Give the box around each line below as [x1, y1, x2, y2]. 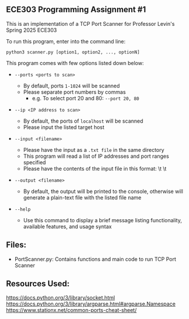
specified [23, 158, 46, 166]
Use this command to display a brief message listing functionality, [23, 216, 183, 223]
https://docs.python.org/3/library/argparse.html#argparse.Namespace [6, 300, 176, 307]
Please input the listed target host [23, 123, 105, 131]
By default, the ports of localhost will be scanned [23, 117, 143, 124]
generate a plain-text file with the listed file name [23, 194, 142, 201]
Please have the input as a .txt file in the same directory [23, 146, 165, 153]
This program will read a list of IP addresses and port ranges [23, 152, 170, 159]
